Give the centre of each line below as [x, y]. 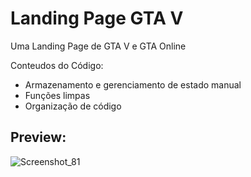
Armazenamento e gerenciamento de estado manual [133, 84]
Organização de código [73, 106]
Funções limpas [57, 95]
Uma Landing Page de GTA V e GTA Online [98, 46]
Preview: [38, 137]
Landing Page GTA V [97, 18]
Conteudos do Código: [57, 65]
